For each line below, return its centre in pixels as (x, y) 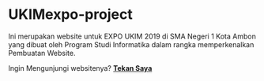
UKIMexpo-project (70, 15)
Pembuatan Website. (42, 53)
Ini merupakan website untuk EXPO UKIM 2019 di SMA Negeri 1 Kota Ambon (132, 36)
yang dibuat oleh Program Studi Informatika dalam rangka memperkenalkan (131, 44)
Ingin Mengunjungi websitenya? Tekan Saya (80, 68)
